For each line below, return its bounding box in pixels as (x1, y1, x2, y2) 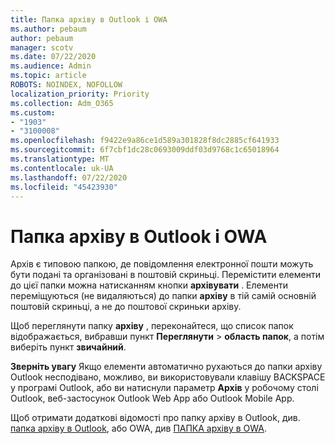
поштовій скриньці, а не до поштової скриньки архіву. (10, 301, 242, 313)
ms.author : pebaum (10, 24, 87, 34)
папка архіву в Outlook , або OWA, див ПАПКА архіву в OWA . (10, 422, 267, 435)
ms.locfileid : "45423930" (10, 182, 118, 192)
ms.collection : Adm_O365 (10, 98, 114, 108)
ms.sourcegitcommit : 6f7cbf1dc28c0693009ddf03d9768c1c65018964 (10, 145, 280, 155)
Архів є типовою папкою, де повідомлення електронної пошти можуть (10, 258, 314, 270)
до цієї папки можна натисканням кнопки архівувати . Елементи (10, 279, 288, 291)
